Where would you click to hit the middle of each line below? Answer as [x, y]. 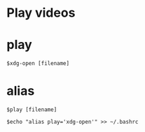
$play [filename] [32, 110]
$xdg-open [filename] [38, 64]
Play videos [41, 13]
